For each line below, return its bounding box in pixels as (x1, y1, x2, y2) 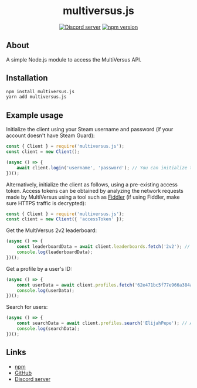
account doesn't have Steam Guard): (6, 132, 95, 139)
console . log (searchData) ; (16, 326, 80, 332)
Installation (6, 73, 48, 83)
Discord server (14, 375, 51, 382)
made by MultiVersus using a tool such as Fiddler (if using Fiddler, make (6, 193, 180, 200)
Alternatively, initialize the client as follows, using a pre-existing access (6, 181, 178, 188)
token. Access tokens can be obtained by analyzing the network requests (6, 187, 184, 194)
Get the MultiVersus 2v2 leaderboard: (6, 227, 97, 234)
